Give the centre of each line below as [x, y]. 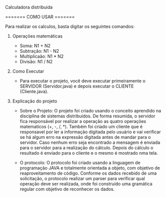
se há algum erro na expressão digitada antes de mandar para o [85, 137]
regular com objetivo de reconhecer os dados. [67, 189]
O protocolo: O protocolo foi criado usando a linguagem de [80, 163]
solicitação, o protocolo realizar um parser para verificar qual [82, 178]
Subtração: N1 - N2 [40, 51]
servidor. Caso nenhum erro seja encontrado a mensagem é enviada [90, 142]
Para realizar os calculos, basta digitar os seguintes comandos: [70, 26]
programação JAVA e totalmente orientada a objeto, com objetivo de [90, 168]
